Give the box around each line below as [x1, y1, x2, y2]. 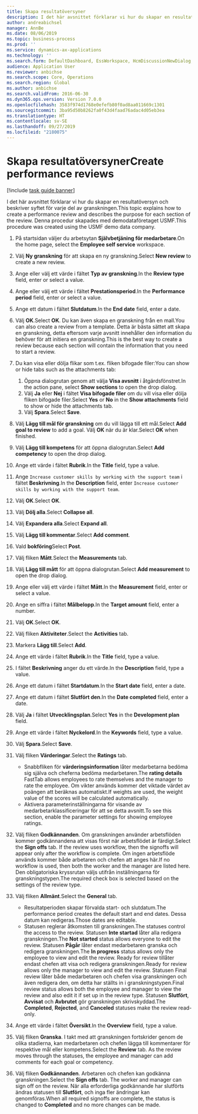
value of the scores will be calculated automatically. [24, 794, 149, 801]
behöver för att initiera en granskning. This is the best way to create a [15, 336, 182, 343]
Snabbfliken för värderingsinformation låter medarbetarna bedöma [24, 763, 189, 770]
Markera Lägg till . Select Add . [15, 641, 87, 649]
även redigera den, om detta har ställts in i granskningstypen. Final [24, 979, 184, 986]
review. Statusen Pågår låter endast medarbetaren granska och [24, 941, 178, 948]
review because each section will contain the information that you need [15, 341, 189, 349]
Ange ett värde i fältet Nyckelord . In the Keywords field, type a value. [15, 729, 183, 736]
